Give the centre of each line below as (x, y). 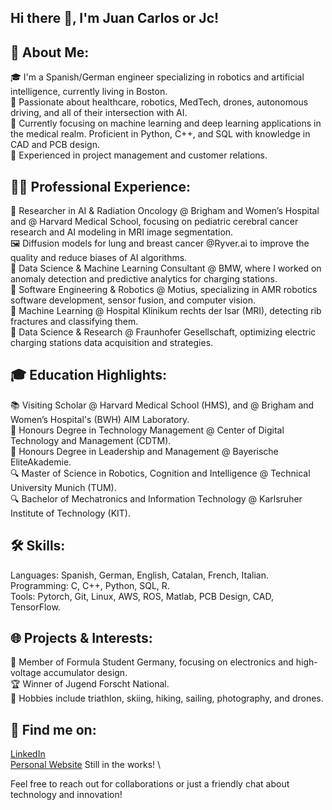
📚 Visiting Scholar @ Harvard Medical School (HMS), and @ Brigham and (162, 405)
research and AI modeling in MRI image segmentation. (122, 232)
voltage (26, 673)
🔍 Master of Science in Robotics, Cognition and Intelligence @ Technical (160, 473)
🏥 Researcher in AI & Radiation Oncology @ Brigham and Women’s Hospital (165, 211)
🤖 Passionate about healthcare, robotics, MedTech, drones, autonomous (159, 102)
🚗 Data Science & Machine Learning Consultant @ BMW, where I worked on (166, 268)
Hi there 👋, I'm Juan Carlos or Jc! (115, 18)
